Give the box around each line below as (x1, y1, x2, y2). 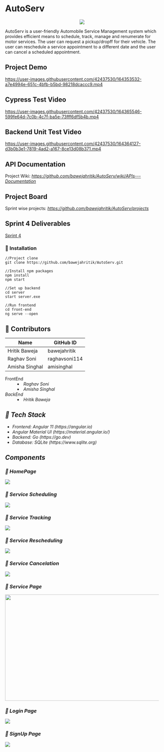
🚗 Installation (5, 245, 37, 252)
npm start (5, 277, 25, 282)
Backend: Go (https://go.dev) (12, 434, 71, 440)
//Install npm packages (5, 269, 54, 274)
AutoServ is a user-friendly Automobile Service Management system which (5, 28, 157, 34)
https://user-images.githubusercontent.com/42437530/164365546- (5, 108, 142, 114)
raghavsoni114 (47, 355, 83, 362)
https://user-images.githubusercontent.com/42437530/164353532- (5, 76, 142, 82)
